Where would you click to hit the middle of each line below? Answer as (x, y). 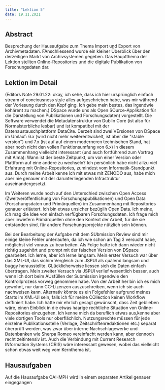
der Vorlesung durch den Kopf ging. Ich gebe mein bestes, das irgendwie (79, 105)
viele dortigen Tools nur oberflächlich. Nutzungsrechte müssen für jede (78, 318)
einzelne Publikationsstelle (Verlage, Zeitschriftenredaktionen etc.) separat (81, 323)
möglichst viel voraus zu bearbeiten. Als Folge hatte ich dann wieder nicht (80, 245)
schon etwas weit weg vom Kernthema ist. (48, 350)
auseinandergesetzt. (26, 184)
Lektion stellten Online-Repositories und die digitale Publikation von (74, 62)
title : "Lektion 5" (25, 10)
